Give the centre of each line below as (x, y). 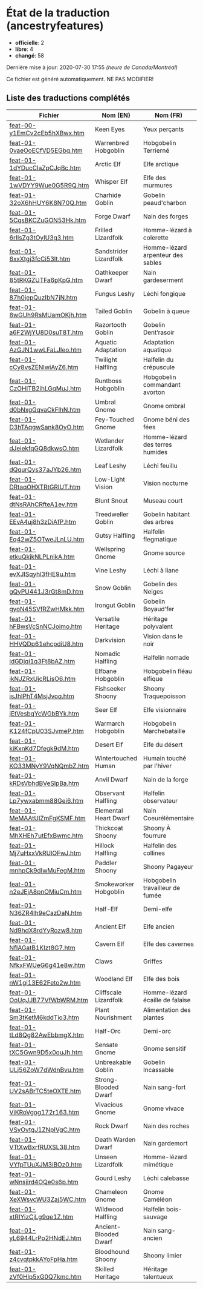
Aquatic (106, 342)
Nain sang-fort (164, 1087)
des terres (157, 444)
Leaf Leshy (111, 466)
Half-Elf (106, 909)
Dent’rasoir (159, 332)
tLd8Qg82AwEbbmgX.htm (47, 1035)
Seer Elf (106, 709)
